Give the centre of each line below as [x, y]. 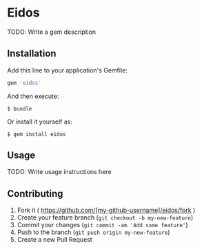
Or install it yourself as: [40, 122]
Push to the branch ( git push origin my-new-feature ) [93, 232]
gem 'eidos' [24, 83]
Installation [32, 54]
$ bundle [20, 108]
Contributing [35, 194]
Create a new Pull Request [55, 240]
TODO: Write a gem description [52, 32]
